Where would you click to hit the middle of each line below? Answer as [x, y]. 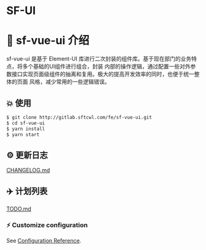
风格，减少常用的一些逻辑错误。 [70, 82]
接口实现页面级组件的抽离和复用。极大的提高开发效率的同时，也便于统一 [103, 74]
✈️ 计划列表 [27, 191]
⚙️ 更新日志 [27, 155]
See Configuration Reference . [44, 241]
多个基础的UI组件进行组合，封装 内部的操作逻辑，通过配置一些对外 [107, 66]
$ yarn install [26, 129]
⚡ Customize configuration [47, 225]
